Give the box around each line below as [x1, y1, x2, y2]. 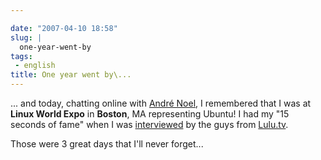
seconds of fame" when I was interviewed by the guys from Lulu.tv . [10, 119, 289, 130]
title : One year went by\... [10, 70, 132, 80]
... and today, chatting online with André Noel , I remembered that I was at [10, 97, 312, 109]
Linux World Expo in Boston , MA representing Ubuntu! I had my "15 [10, 108, 290, 120]
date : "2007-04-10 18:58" [10, 23, 118, 33]
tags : [10, 51, 33, 61]
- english [14, 61, 56, 71]
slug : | [10, 32, 43, 43]
